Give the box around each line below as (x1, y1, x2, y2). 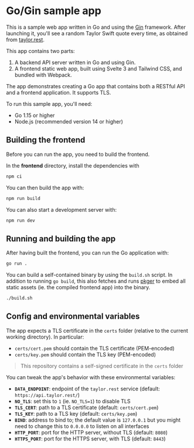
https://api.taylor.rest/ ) (14, 391, 80, 398)
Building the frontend (6, 135, 86, 145)
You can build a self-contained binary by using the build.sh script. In (6, 272, 173, 279)
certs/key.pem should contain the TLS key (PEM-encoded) (14, 351, 156, 358)
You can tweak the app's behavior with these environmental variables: (6, 373, 176, 380)
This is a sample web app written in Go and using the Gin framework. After (6, 24, 186, 31)
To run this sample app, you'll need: (6, 100, 93, 107)
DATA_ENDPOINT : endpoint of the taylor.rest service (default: (14, 385, 160, 392)
